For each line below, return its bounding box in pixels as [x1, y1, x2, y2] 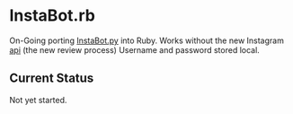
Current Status [9, 71, 94, 86]
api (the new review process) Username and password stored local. [9, 44, 261, 55]
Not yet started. [9, 94, 67, 105]
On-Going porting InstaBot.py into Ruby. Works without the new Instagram [9, 35, 285, 46]
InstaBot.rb [9, 5, 96, 26]
